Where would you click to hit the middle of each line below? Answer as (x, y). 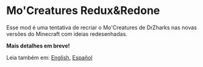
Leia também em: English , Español (49, 57)
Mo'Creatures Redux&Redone (83, 11)
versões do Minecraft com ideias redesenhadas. (67, 33)
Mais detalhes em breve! (38, 46)
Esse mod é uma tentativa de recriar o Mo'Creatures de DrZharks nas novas (101, 27)
